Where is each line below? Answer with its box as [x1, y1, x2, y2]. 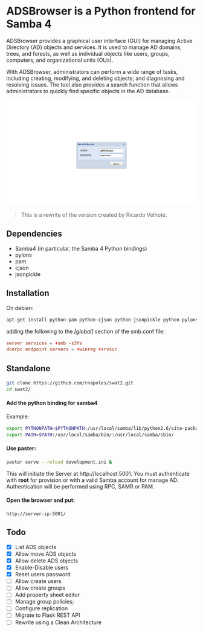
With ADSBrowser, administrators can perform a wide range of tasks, [6, 68, 178, 75]
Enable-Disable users [14, 564, 69, 571]
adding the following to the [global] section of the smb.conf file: [6, 328, 165, 335]
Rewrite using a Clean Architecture [14, 619, 101, 626]
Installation [6, 288, 50, 298]
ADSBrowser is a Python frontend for [6, 4, 196, 18]
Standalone [6, 363, 51, 374]
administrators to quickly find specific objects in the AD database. [6, 87, 170, 94]
